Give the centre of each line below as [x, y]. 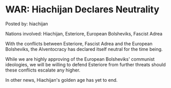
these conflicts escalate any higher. [43, 70]
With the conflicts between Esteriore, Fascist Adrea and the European [79, 43]
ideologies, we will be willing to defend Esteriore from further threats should [85, 64]
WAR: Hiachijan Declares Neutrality [82, 10]
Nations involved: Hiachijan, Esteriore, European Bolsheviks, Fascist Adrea [84, 33]
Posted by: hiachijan [27, 24]
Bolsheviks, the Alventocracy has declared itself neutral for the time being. [84, 49]
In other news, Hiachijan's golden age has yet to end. [62, 80]
